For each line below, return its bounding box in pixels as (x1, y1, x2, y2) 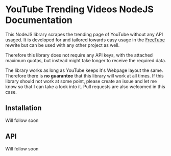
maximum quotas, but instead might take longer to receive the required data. (5, 57, 166, 63)
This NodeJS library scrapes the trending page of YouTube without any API (5, 31, 163, 37)
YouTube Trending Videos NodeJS (5, 4, 154, 15)
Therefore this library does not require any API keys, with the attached (5, 52, 153, 58)
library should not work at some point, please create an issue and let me (5, 78, 157, 84)
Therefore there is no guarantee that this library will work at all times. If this (5, 72, 164, 79)
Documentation (5, 14, 73, 26)
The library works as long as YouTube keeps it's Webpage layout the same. (5, 67, 163, 73)
